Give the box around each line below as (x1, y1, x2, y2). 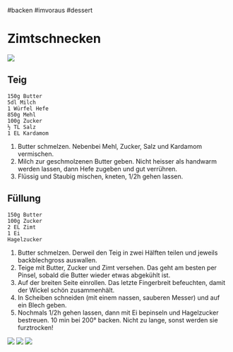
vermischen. (17, 150, 54, 158)
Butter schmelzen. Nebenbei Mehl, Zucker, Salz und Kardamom (17, 142, 203, 150)
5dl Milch (7, 99, 37, 106)
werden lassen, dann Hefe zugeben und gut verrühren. (17, 164, 178, 173)
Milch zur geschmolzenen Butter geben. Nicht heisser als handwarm (17, 157, 217, 165)
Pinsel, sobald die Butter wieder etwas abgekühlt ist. (17, 271, 171, 279)
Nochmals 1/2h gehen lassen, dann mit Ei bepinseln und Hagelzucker (17, 308, 219, 317)
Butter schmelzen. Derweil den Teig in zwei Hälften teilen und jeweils (17, 248, 218, 257)
